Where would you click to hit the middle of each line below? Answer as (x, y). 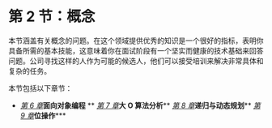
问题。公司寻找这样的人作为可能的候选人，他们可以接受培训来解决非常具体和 (136, 61)
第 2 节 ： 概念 (52, 17)
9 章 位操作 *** (43, 115)
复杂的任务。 (30, 70)
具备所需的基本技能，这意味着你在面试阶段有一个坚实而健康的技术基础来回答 (136, 50)
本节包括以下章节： (40, 88)
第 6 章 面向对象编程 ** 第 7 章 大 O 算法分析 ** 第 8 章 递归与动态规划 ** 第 (140, 105)
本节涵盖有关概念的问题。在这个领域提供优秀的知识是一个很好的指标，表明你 (136, 41)
